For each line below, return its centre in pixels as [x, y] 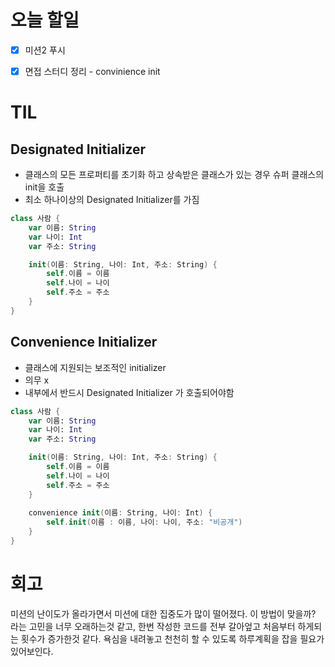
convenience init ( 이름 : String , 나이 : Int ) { [120, 513]
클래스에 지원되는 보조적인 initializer [95, 367]
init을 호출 [44, 187]
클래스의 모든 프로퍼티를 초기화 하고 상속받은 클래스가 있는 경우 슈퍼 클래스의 [174, 175]
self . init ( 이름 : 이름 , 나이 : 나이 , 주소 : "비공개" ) [144, 522]
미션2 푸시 [45, 50]
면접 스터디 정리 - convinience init [92, 71]
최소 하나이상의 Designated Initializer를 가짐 [112, 200]
